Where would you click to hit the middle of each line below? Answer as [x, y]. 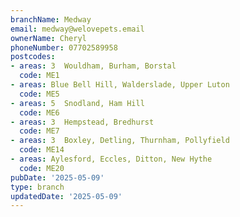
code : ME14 [42, 150]
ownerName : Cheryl [48, 38]
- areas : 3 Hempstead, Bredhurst [82, 122]
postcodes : [33, 57]
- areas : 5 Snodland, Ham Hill [77, 103]
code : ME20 [42, 168]
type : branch [37, 187]
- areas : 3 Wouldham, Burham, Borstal [93, 66]
